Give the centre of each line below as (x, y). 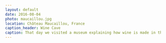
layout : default (22, 10)
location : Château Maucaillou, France (45, 23)
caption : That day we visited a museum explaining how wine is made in (80, 33)
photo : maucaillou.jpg (28, 19)
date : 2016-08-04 (23, 14)
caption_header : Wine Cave (33, 28)
